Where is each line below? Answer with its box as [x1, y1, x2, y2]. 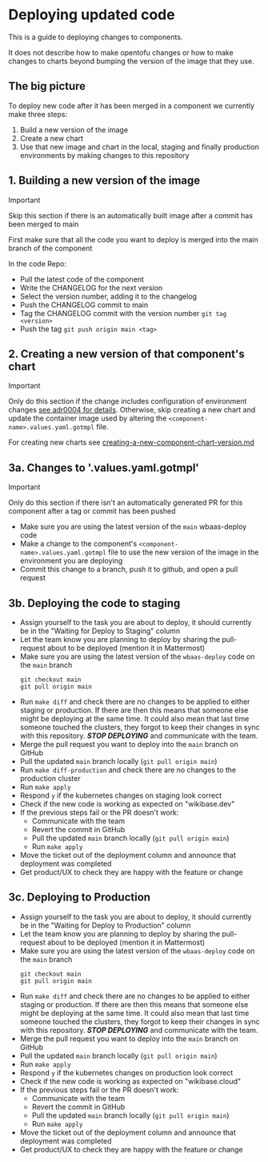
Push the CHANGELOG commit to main [19, 299, 149, 310]
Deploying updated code [8, 6, 175, 24]
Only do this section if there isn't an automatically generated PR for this [8, 498, 243, 507]
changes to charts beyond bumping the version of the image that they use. [8, 56, 254, 66]
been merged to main [8, 219, 79, 229]
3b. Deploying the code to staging [8, 596, 181, 610]
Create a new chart [19, 133, 84, 143]
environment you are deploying [19, 556, 123, 566]
